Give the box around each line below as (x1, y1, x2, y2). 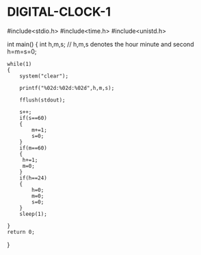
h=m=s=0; (7, 47, 37, 56)
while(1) (7, 60, 32, 67)
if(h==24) (19, 174, 48, 182)
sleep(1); (19, 210, 48, 217)
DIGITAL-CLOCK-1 (7, 4, 111, 20)
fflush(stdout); (19, 97, 66, 104)
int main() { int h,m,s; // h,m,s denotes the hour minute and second (7, 40, 194, 48)
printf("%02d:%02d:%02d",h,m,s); (19, 84, 115, 91)
